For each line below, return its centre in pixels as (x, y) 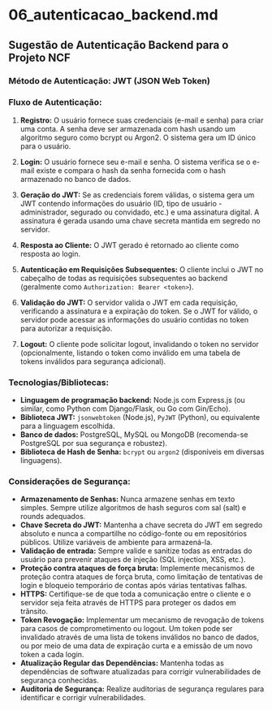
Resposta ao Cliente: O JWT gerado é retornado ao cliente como (130, 245)
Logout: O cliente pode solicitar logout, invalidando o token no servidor (140, 344)
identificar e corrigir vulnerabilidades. (83, 698)
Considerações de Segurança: (70, 482)
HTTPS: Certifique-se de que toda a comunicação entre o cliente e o (136, 594)
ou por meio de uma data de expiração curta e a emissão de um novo (136, 646)
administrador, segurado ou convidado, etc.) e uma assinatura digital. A (140, 212)
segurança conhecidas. (59, 681)
